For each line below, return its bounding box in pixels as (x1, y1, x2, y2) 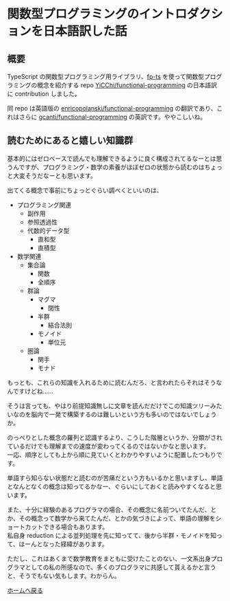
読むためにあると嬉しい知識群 (7, 135, 133, 146)
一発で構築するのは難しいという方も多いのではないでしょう (49, 410, 217, 418)
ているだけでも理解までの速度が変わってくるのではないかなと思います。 (7, 442, 210, 450)
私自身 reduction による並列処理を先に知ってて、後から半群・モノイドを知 (7, 531, 217, 539)
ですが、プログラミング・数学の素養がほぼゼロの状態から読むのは (18, 163, 205, 171)
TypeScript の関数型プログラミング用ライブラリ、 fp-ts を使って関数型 (7, 73, 205, 80)
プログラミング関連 (16, 201, 72, 209)
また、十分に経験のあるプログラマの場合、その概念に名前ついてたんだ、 (7, 506, 211, 514)
